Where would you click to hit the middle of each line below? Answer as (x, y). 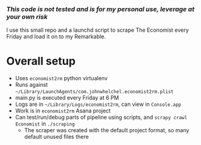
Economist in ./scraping (45, 124)
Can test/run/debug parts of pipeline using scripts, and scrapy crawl (101, 117)
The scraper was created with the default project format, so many (107, 130)
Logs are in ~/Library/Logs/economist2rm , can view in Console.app (98, 104)
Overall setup (41, 61)
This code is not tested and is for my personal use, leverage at (100, 9)
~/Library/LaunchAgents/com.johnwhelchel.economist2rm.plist (94, 92)
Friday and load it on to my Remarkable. (56, 37)
